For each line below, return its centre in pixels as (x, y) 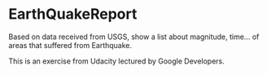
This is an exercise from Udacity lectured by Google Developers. (117, 61)
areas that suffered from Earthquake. (70, 45)
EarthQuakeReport (73, 14)
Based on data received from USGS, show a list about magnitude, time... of (134, 37)
